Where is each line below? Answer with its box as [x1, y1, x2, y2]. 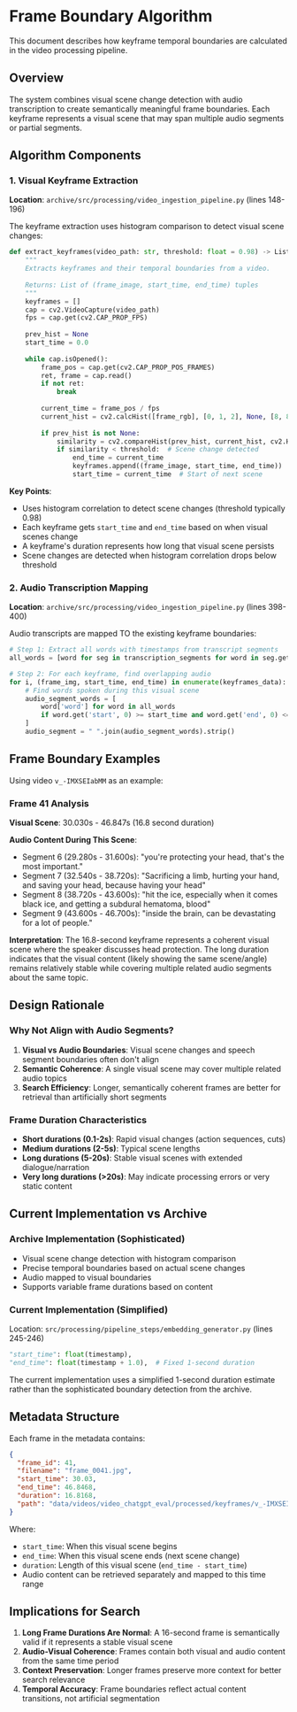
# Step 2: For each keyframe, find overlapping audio [9, 669, 212, 678]
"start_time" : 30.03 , [17, 1475, 97, 1484]
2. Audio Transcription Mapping [9, 582, 148, 594]
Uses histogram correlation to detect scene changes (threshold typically [21, 503, 286, 513]
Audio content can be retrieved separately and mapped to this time [21, 1569, 267, 1579]
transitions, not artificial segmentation [21, 1693, 161, 1704]
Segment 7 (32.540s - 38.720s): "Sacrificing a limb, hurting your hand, [21, 870, 280, 882]
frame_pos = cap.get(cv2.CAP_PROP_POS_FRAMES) [41, 363, 216, 372]
